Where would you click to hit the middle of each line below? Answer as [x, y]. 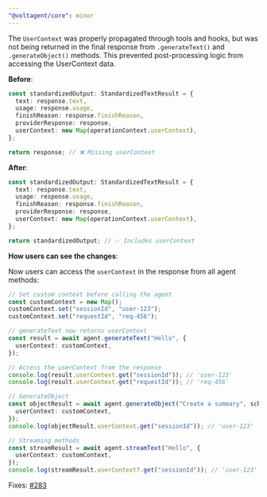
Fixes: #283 [28, 485]
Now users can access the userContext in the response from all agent [122, 271]
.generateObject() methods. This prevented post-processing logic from [126, 55]
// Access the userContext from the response [85, 367]
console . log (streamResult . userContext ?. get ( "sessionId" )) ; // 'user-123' [133, 470]
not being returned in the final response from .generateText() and [116, 47]
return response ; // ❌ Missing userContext [82, 152]
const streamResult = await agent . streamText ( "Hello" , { [104, 448]
